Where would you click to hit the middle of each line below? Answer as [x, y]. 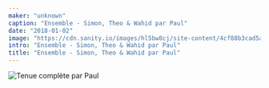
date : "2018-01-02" [41, 30]
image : [19, 38]
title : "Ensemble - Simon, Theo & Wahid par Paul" [94, 53]
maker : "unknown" [37, 16]
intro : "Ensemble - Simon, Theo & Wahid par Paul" [94, 46]
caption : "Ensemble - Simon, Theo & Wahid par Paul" [98, 23]
